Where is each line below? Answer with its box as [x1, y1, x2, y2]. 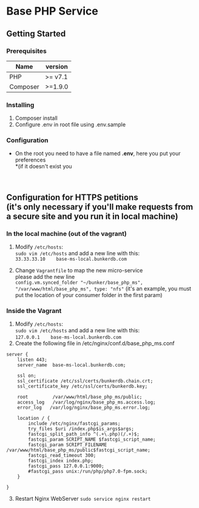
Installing [6, 100, 35, 109]
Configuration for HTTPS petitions [6, 192, 138, 202]
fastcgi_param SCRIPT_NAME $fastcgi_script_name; [28, 436, 156, 443]
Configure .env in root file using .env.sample [15, 121, 126, 128]
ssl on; [17, 372, 36, 379]
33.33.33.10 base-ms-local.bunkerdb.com [15, 256, 127, 263]
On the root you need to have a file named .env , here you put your [15, 150, 181, 157]
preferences [15, 156, 46, 163]
